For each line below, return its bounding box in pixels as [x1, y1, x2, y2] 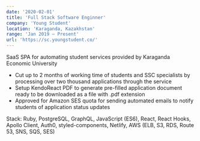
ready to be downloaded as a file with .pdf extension [14, 91, 145, 98]
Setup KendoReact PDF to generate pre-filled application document [14, 84, 183, 91]
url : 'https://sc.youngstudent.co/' [6, 37, 98, 43]
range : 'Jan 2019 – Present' [6, 31, 79, 37]
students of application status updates [14, 104, 111, 110]
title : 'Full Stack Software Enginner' [6, 14, 106, 20]
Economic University [6, 60, 58, 67]
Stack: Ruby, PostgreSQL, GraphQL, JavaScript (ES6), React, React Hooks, [6, 115, 191, 122]
